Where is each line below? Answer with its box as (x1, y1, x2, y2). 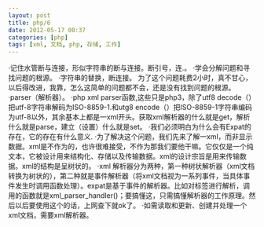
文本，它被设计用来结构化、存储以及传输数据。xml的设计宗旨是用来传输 (8, 152, 240, 161)
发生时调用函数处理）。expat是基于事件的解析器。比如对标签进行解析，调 (14, 181, 250, 191)
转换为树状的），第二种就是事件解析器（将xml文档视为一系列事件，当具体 (8, 171, 244, 181)
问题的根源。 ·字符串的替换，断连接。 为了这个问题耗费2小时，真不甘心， (14, 73, 253, 82)
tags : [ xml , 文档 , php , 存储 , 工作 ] (8, 41, 121, 49)
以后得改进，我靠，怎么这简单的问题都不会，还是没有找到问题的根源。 (8, 83, 236, 93)
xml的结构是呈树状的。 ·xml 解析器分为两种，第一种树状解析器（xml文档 (21, 162, 255, 171)
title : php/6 (8, 19, 51, 27)
